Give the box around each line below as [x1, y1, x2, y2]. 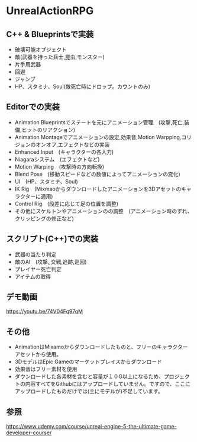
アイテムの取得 [14, 273, 51, 280]
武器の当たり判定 [14, 250, 57, 258]
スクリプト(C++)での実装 [6, 234, 99, 244]
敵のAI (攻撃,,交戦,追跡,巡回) [14, 258, 87, 265]
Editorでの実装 [6, 102, 60, 112]
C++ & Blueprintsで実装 [6, 29, 94, 39]
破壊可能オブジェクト [14, 46, 67, 53]
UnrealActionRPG [6, 4, 94, 18]
